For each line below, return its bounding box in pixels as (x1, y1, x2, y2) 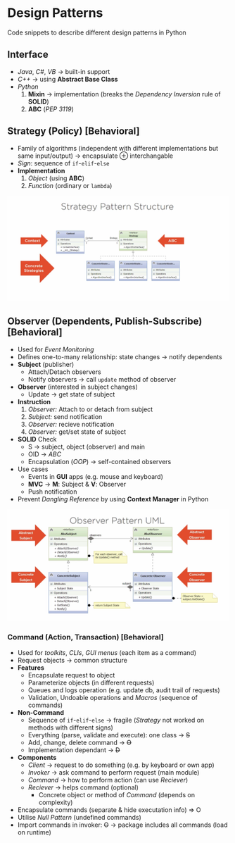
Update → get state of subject (27, 389, 115, 399)
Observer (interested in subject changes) (17, 382, 139, 391)
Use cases (17, 465, 49, 473)
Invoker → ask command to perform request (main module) (27, 768, 200, 776)
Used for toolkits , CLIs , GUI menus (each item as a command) (17, 648, 197, 656)
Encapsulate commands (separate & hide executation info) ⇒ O (17, 805, 202, 814)
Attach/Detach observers (27, 368, 101, 376)
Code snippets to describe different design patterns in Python (7, 28, 186, 37)
